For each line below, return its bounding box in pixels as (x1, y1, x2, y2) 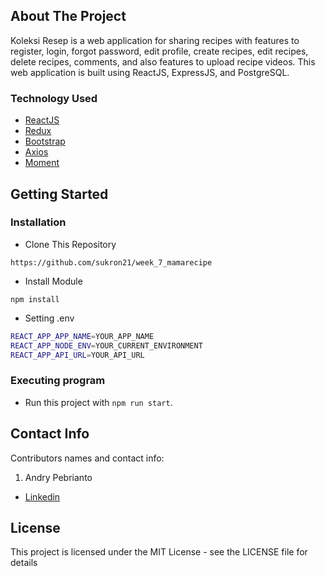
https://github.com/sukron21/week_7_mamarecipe (10, 257, 213, 268)
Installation (10, 215, 67, 229)
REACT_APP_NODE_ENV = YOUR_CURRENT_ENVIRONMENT (10, 340, 203, 351)
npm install (10, 294, 60, 304)
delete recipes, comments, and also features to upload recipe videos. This (10, 55, 316, 68)
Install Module (24, 275, 83, 287)
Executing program (10, 374, 106, 388)
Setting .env (24, 312, 75, 324)
